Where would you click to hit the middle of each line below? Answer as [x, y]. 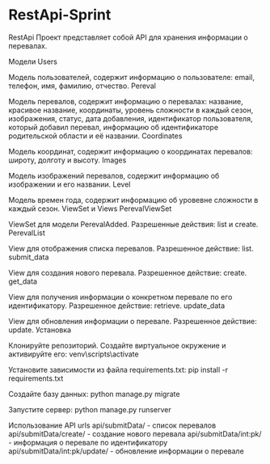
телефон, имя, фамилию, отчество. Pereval [82, 86]
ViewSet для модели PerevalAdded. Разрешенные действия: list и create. [133, 224]
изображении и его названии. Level [70, 184]
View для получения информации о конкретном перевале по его [120, 297]
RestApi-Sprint [60, 15]
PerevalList [27, 233]
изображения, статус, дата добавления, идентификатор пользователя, [131, 118]
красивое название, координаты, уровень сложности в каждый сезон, [131, 110]
